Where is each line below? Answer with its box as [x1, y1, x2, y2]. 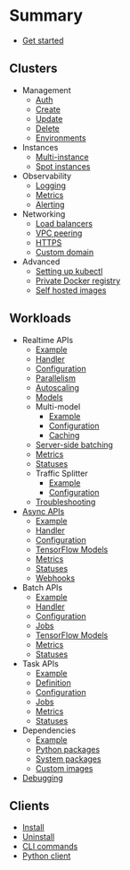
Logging [35, 180, 67, 191]
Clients [9, 798, 50, 814]
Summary [9, 5, 83, 26]
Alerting [35, 199, 65, 210]
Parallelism [35, 373, 76, 383]
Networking [21, 208, 66, 220]
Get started [21, 35, 64, 46]
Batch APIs [21, 581, 63, 592]
